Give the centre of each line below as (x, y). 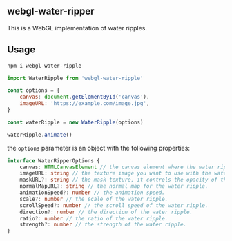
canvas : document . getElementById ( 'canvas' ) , (85, 97)
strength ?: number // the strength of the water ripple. (103, 225)
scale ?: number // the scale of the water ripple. (94, 199)
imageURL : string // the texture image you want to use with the (116, 173)
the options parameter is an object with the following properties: (98, 148)
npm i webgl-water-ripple (44, 66)
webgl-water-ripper (51, 11)
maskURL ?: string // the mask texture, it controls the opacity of (118, 180)
